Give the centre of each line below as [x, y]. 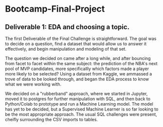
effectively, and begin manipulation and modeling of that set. [66, 49]
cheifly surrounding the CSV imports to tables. [52, 119]
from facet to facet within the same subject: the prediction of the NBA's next [81, 63]
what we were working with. [33, 84]
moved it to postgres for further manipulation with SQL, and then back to [78, 99]
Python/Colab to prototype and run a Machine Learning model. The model [79, 104]
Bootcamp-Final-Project [55, 9]
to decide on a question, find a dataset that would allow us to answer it [76, 44]
